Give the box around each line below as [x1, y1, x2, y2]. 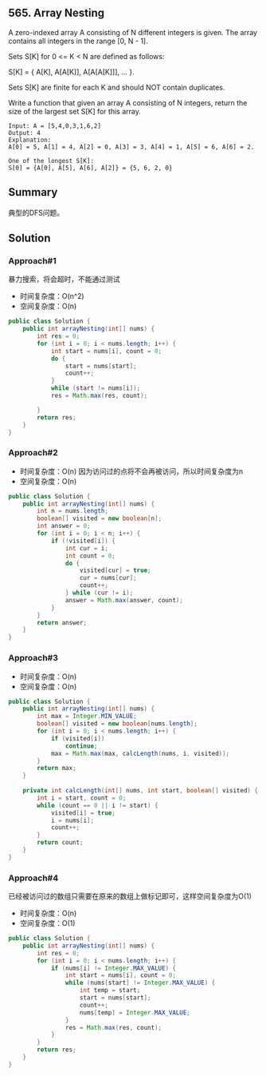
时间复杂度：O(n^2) [19, 292, 85, 301]
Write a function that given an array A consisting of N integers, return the [8, 97, 248, 107]
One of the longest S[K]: [8, 157, 94, 165]
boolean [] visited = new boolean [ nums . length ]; [37, 720, 198, 728]
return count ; [37, 839, 84, 847]
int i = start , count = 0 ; [37, 794, 127, 802]
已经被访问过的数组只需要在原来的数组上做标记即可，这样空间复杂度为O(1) [8, 891, 252, 901]
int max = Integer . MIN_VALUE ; [37, 713, 137, 721]
